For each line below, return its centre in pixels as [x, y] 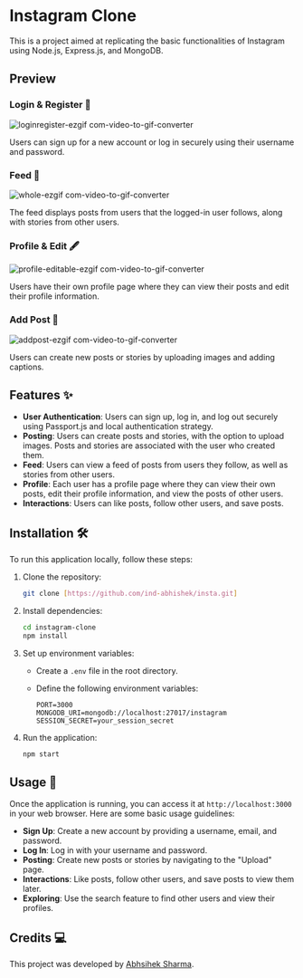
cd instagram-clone [59, 628]
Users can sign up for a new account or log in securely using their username [152, 142]
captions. [27, 367]
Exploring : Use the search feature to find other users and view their [149, 898]
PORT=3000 [55, 705]
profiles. [38, 908]
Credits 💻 [38, 938]
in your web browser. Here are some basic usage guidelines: [122, 814]
